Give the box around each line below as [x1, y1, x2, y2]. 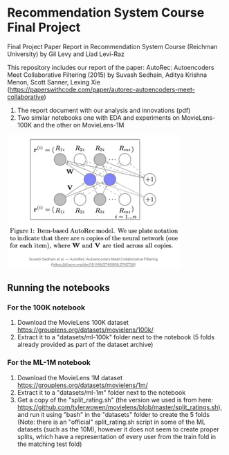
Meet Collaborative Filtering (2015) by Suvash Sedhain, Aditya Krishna [7, 71, 208, 79]
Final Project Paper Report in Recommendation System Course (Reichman [7, 42, 218, 51]
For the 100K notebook [7, 303, 85, 312]
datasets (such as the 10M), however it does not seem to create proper [17, 425, 219, 434]
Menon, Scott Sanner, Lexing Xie [7, 78, 100, 86]
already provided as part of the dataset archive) [17, 341, 154, 349]
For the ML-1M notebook [7, 358, 91, 368]
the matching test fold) [17, 440, 82, 448]
